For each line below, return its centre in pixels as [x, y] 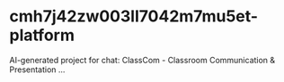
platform [42, 35]
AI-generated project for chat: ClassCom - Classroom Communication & [142, 60]
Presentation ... [37, 70]
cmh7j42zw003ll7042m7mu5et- [134, 16]
